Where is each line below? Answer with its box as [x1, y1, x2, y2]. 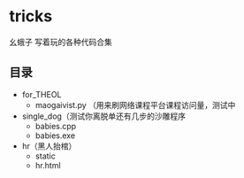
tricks [9, 6, 53, 27]
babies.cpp [34, 120, 77, 131]
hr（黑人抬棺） [21, 140, 77, 151]
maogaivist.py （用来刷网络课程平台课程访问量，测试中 [34, 99, 236, 110]
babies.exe [34, 130, 76, 141]
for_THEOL [21, 89, 62, 99]
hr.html [34, 159, 61, 170]
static [34, 151, 56, 161]
